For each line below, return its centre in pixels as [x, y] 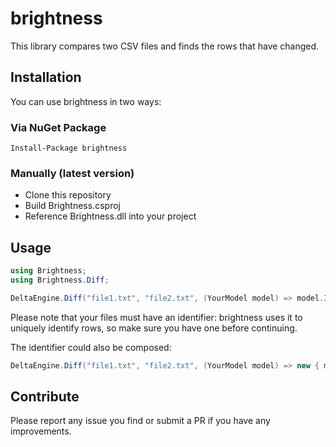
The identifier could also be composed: [91, 347]
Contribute [45, 397]
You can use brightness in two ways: [86, 101]
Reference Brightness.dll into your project [110, 216]
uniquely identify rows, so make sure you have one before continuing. [154, 328]
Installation [46, 77]
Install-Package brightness [69, 148]
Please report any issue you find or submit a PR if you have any [140, 421]
